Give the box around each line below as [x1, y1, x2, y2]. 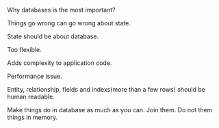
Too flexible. [7, 46, 42, 53]
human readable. [7, 92, 55, 101]
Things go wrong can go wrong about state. [7, 19, 131, 27]
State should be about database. [7, 32, 99, 40]
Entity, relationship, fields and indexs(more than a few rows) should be [7, 86, 205, 93]
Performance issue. [7, 72, 63, 80]
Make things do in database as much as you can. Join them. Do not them [7, 106, 213, 114]
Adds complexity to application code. [7, 59, 112, 67]
